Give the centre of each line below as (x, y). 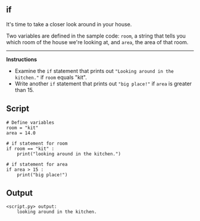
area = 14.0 (21, 133)
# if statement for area (37, 164)
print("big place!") (42, 175)
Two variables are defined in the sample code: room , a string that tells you (96, 36)
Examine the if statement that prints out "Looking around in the (94, 70)
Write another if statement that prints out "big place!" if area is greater (103, 84)
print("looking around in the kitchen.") (69, 154)
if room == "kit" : (30, 149)
